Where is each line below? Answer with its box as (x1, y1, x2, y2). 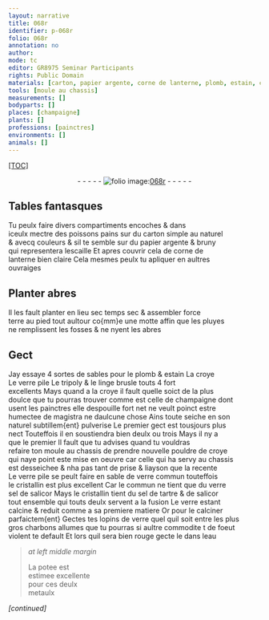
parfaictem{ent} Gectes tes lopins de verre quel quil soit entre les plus (8, 514, 240, 524)
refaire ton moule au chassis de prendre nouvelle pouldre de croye (8, 446, 228, 456)
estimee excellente (27, 570, 90, 580)
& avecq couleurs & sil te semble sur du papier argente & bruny (8, 237, 216, 247)
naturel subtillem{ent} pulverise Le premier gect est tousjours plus (8, 420, 227, 430)
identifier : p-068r (8, 26, 74, 34)
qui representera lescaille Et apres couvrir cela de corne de (8, 246, 204, 256)
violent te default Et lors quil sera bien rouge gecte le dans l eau (8, 531, 217, 541)
